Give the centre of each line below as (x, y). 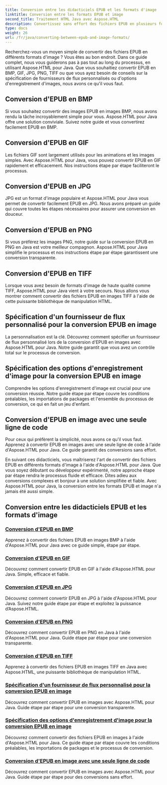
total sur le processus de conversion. (43, 352)
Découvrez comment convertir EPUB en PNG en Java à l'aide (68, 632)
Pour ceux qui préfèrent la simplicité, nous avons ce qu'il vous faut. (74, 440)
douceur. (14, 214)
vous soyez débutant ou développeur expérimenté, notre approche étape (80, 470)
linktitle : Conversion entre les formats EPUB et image (64, 14)
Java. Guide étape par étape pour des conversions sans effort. (69, 777)
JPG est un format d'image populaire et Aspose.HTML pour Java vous (77, 198)
